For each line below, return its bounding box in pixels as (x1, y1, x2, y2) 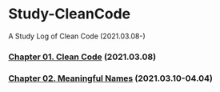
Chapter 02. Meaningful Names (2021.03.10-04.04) (8, 73, 214, 84)
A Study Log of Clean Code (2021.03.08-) (8, 31, 146, 41)
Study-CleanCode (8, 5, 130, 23)
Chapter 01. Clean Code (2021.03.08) (8, 51, 157, 62)
